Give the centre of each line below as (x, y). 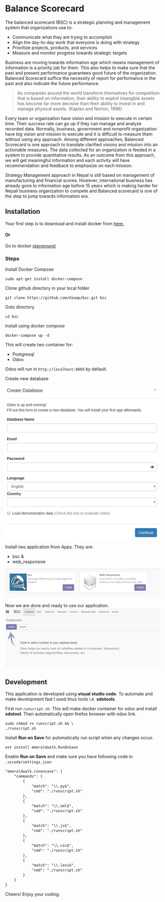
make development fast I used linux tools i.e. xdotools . (61, 699)
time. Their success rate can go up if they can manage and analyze (73, 123)
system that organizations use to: (39, 27)
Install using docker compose (35, 326)
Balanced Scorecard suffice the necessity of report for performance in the (81, 78)
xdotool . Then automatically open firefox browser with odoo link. (71, 714)
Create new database (27, 379)
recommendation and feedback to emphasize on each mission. (69, 165)
